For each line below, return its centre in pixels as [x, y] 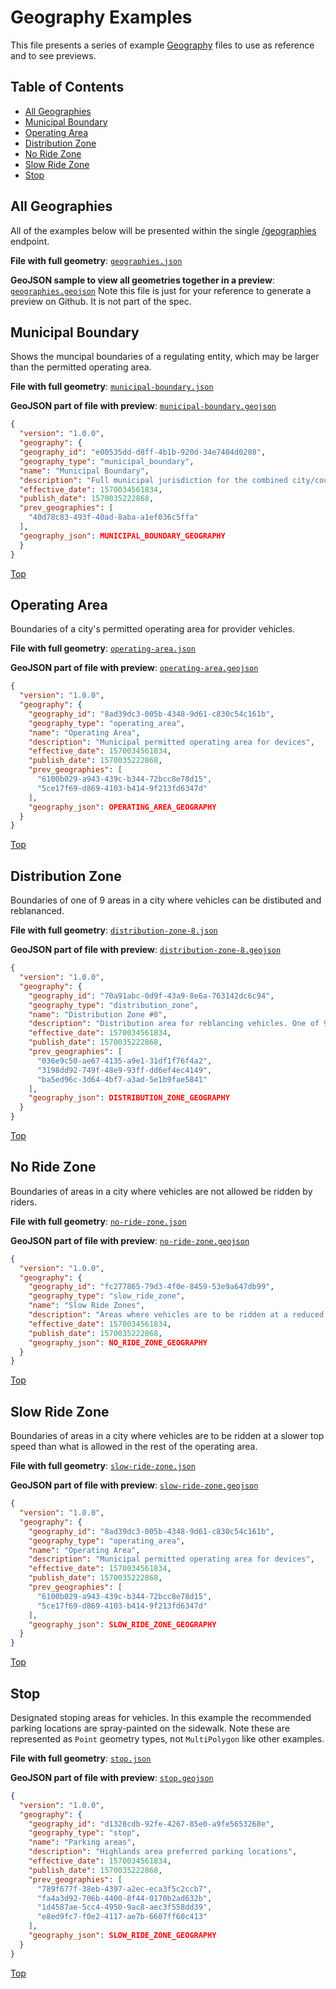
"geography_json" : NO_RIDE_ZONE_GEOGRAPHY [118, 1342]
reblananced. [37, 911]
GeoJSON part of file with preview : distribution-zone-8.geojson [146, 950]
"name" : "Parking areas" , [82, 1842]
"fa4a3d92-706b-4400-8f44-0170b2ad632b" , [124, 1898]
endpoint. [30, 241]
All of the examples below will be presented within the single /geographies [163, 230]
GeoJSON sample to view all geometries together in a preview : [142, 280]
